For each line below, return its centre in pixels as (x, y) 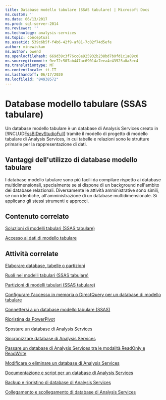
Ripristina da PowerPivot (30, 319)
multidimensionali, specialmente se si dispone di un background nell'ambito (82, 185)
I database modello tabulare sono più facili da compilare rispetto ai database (83, 179)
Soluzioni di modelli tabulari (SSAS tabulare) (50, 228)
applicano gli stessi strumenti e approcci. (47, 201)
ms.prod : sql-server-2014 (32, 24)
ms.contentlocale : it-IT (31, 70)
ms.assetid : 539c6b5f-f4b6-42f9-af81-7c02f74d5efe (58, 42)
